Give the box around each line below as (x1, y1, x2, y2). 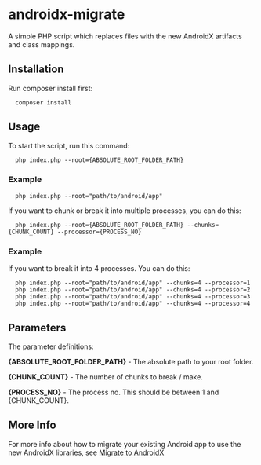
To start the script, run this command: (8, 141, 130, 150)
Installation (8, 63, 64, 76)
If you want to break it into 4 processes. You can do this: (8, 264, 190, 273)
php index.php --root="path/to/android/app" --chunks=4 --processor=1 (15, 279, 251, 287)
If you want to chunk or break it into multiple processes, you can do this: (8, 206, 241, 215)
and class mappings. (8, 39, 75, 49)
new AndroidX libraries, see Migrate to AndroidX (8, 448, 165, 457)
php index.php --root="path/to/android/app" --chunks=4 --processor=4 (15, 300, 251, 308)
